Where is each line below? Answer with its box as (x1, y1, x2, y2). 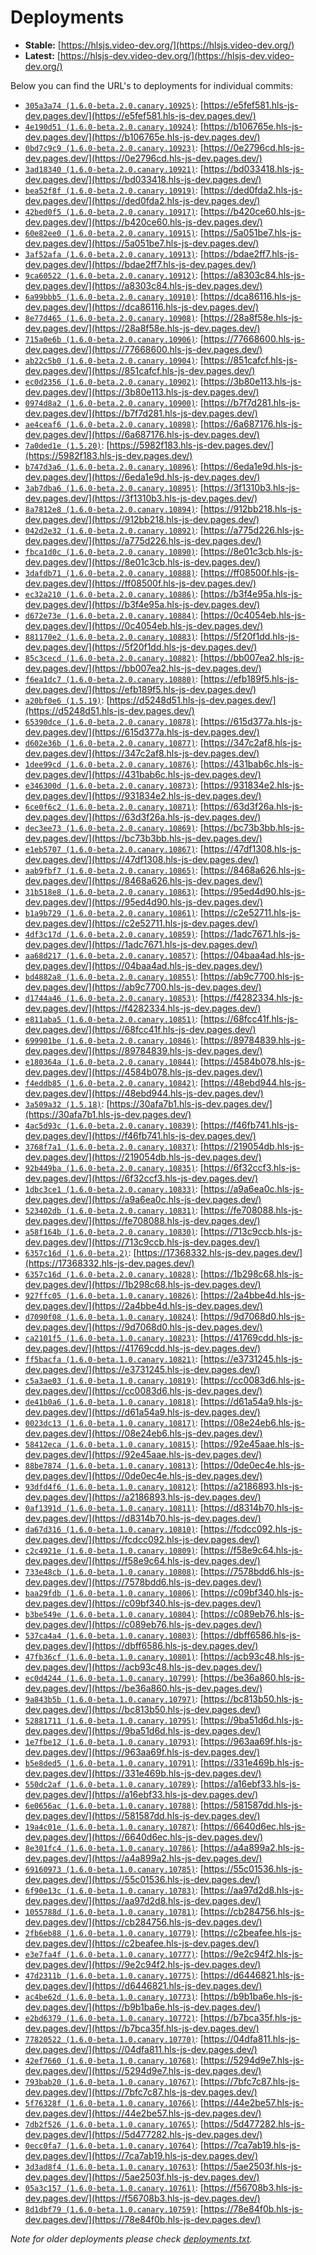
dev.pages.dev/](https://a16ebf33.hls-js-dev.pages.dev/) (24, 1788, 259, 1800)
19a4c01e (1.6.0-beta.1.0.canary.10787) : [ (24, 1820, 204, 1832)
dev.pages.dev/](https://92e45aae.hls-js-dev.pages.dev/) (24, 1448, 263, 1460)
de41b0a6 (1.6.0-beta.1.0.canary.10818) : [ (24, 1395, 204, 1407)
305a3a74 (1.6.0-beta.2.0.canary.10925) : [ (24, 99, 204, 111)
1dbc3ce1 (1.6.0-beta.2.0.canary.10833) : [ (24, 1182, 204, 1195)
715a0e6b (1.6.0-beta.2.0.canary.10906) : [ (24, 332, 204, 345)
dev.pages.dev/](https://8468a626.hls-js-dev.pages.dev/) (24, 874, 263, 886)
